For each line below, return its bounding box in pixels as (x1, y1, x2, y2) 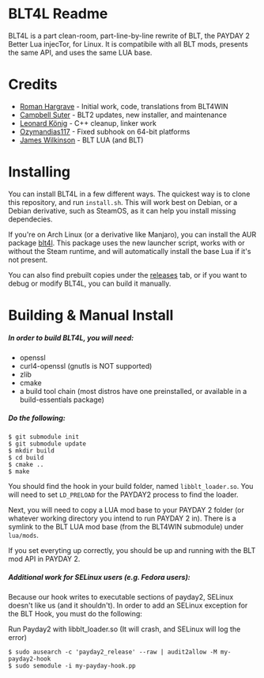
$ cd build (8, 453, 44, 461)
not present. (8, 255, 48, 264)
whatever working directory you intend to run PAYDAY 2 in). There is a (8, 513, 237, 523)
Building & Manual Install (8, 306, 174, 324)
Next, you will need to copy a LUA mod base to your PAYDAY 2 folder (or (8, 505, 245, 514)
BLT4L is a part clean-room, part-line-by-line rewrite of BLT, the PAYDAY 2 (8, 31, 251, 40)
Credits (8, 76, 58, 93)
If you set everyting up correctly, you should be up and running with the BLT (8, 545, 256, 555)
